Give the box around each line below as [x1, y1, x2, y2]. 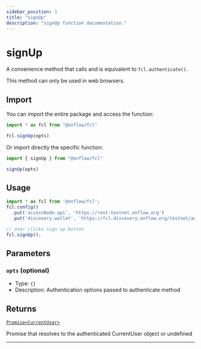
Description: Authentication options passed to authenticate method [14, 286, 181, 294]
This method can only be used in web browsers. [6, 77, 125, 85]
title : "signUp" [6, 14, 47, 20]
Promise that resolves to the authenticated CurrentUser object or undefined [6, 330, 193, 338]
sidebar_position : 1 [6, 8, 58, 15]
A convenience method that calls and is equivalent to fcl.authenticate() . [6, 65, 188, 73]
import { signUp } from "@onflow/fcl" [6, 155, 103, 161]
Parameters [6, 248, 51, 258]
